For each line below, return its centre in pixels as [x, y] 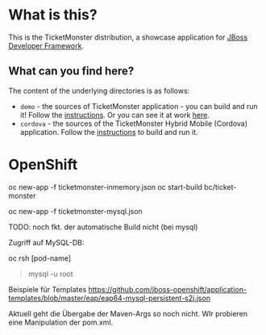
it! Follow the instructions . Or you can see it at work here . [114, 115]
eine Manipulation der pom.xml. [61, 322]
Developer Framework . [46, 45]
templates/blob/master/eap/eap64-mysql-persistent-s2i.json [110, 298]
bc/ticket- [220, 186]
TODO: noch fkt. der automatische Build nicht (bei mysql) [103, 227]
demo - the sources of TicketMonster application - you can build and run [139, 106]
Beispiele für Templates [48, 289]
